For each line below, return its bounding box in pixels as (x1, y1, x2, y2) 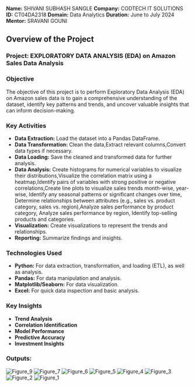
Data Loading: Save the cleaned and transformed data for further (14, 153, 172, 160)
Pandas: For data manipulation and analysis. (14, 275, 121, 282)
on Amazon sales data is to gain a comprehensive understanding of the (6, 94, 177, 101)
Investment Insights (14, 340, 64, 347)
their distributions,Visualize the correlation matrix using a (14, 172, 152, 179)
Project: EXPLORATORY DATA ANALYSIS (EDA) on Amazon (6, 52, 176, 60)
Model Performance (14, 327, 64, 334)
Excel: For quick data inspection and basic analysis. (14, 287, 140, 294)
